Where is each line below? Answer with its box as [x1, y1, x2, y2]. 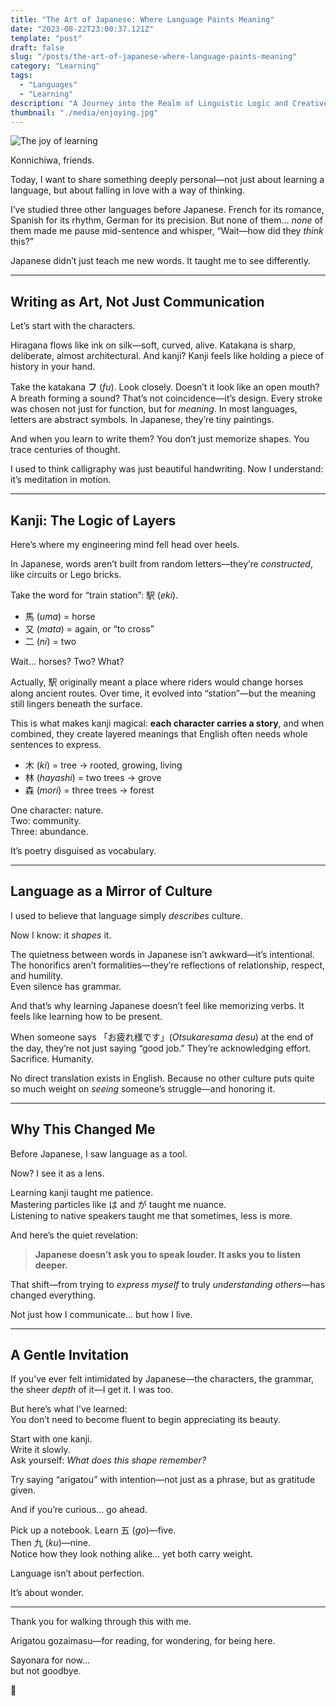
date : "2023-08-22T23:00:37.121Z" [10, 24, 155, 34]
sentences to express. [10, 739, 102, 750]
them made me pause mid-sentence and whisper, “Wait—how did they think [10, 225, 324, 237]
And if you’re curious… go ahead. [10, 1504, 148, 1516]
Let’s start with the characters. [10, 320, 136, 332]
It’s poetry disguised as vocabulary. [10, 845, 157, 856]
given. [10, 1484, 37, 1496]
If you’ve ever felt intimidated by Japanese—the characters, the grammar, [10, 1373, 315, 1385]
